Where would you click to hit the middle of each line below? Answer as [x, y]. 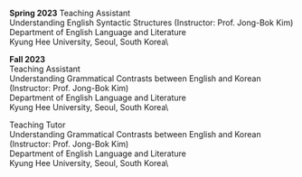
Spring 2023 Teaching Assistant [70, 13]
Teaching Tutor [38, 125]
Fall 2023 [28, 59]
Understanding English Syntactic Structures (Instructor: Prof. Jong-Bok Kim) [151, 23]
